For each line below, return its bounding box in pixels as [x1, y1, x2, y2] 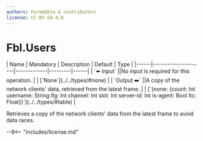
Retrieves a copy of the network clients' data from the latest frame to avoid [6, 110, 194, 117]
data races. [6, 117, 35, 124]
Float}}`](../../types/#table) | [6, 98, 76, 106]
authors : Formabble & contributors [6, 9, 97, 15]
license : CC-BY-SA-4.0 [6, 15, 64, 21]
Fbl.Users [6, 41, 57, 55]
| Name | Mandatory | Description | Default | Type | [6, 61, 134, 68]
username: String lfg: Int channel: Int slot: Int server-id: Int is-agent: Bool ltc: [6, 92, 196, 99]
